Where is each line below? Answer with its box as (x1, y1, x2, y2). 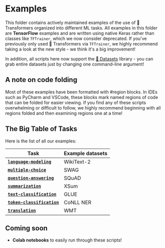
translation (7, 207, 36, 213)
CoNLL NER (63, 198, 91, 205)
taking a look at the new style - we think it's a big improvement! (5, 46, 136, 52)
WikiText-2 (63, 158, 91, 165)
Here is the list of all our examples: (5, 138, 76, 144)
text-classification (7, 191, 56, 197)
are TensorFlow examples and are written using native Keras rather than (5, 30, 154, 36)
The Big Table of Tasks (5, 124, 77, 133)
